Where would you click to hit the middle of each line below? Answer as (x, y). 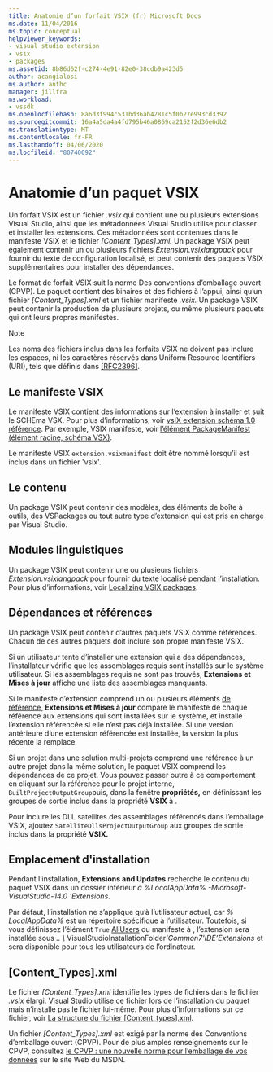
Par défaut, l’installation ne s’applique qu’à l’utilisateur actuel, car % (121, 912)
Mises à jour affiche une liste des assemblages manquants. (108, 683)
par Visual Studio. (38, 524)
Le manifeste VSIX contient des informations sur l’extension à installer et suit (136, 411)
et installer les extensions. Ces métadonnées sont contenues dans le (123, 232)
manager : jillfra (38, 92)
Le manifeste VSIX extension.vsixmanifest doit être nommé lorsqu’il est (129, 454)
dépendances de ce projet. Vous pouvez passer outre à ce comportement (132, 775)
